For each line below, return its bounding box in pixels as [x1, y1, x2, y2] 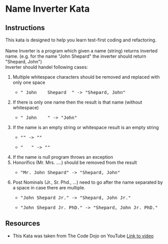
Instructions [5, 23, 45, 32]
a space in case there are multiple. [12, 185, 86, 190]
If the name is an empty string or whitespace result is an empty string [12, 125, 159, 130]
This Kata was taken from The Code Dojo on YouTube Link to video [12, 233, 154, 239]
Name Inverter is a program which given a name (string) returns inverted [5, 48, 158, 54]
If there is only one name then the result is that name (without [12, 99, 142, 105]
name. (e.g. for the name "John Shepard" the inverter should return [5, 53, 147, 59]
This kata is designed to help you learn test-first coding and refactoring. [5, 37, 157, 43]
